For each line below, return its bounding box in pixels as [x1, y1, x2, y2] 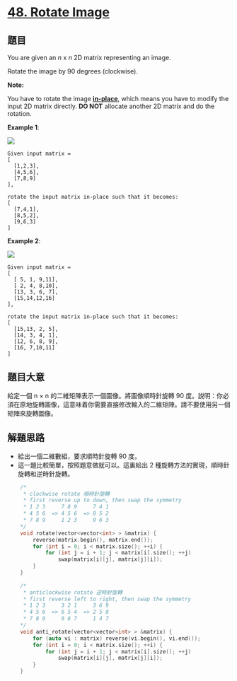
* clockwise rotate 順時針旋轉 [23, 490, 110, 497]
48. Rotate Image [7, 4, 110, 21]
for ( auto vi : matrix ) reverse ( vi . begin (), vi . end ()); [33, 634, 201, 642]
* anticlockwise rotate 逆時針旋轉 [23, 588, 122, 596]
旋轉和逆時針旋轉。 [17, 470, 74, 478]
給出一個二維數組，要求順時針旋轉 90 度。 [17, 452, 141, 460]
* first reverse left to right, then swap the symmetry [23, 595, 192, 603]
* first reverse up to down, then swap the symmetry [23, 496, 182, 504]
